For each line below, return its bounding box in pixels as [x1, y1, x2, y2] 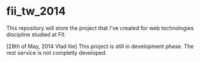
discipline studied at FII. [6, 30, 66, 38]
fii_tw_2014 [6, 4, 66, 18]
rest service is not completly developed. [6, 49, 107, 56]
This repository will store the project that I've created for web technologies [6, 24, 194, 32]
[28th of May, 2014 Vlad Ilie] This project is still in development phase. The [6, 43, 194, 50]
